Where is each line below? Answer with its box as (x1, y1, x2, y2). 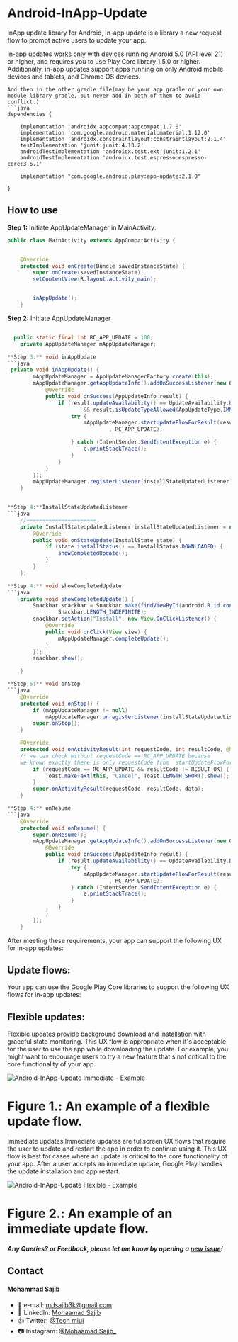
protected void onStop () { (20, 700, 100, 707)
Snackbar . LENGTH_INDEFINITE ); (57, 609, 147, 616)
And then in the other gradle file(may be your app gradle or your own (7, 86, 223, 93)
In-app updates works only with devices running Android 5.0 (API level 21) (7, 50, 224, 58)
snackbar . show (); (33, 655, 84, 662)
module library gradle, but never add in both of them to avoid (7, 92, 201, 99)
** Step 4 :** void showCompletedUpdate (7, 582, 122, 590)
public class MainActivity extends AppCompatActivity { (7, 237, 176, 244)
